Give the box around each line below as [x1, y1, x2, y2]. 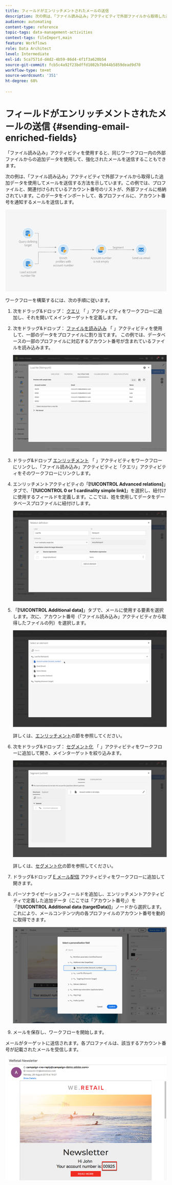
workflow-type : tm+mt [5, 68, 52, 73]
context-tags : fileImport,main [5, 35, 72, 40]
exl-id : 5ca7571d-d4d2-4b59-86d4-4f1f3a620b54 [5, 57, 106, 62]
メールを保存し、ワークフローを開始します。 [12, 1029, 107, 1036]
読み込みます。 [21, 344, 53, 350]
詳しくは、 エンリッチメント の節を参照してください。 [12, 732, 125, 739]
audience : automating [5, 19, 52, 24]
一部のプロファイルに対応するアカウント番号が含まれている [26, 338, 152, 344]
